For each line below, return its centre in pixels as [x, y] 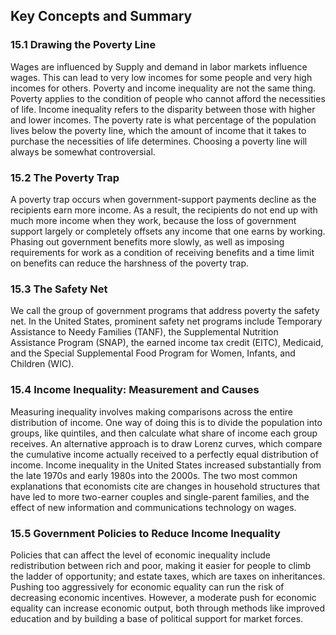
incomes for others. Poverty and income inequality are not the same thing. [163, 88]
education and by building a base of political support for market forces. [157, 618]
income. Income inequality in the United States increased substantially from [166, 465]
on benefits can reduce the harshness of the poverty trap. [130, 263]
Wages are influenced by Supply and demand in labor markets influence [159, 66]
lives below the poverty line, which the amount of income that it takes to [158, 130]
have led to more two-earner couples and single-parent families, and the [160, 496]
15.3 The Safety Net [59, 289]
